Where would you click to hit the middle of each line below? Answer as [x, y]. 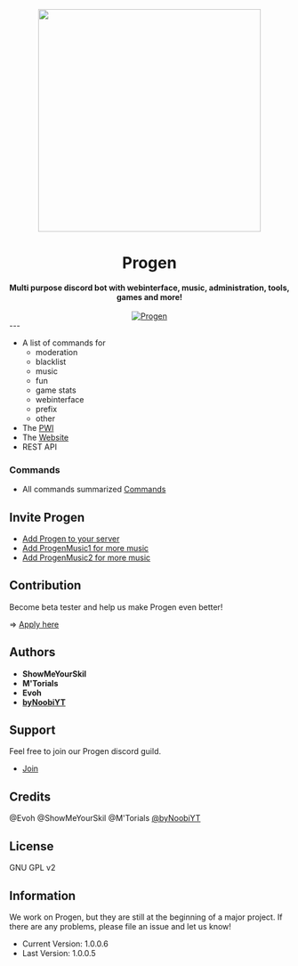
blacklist [51, 361]
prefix [46, 409]
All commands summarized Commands [94, 490]
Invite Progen [47, 517]
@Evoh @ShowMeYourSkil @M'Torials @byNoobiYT [105, 818]
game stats [56, 390]
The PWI [38, 427]
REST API [40, 446]
